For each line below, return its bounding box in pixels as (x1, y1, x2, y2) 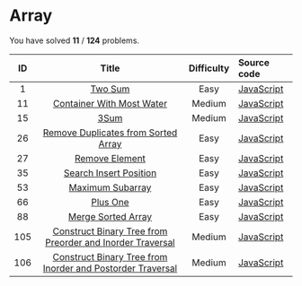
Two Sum (90, 82, 130, 95)
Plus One (91, 195, 129, 208)
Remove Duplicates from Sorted (42, 126, 178, 139)
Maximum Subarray (68, 181, 152, 194)
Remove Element (75, 152, 147, 164)
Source (237, 56, 270, 68)
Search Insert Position (63, 167, 157, 179)
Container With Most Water (52, 97, 168, 109)
